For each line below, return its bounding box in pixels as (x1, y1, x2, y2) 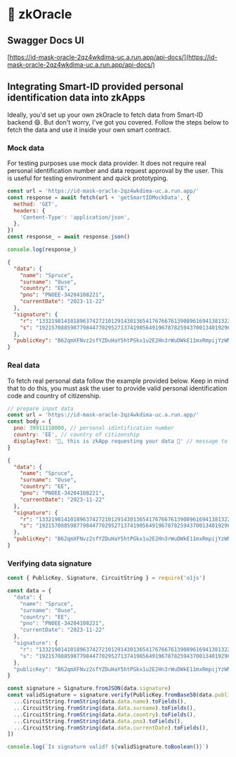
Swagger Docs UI (7, 34, 84, 46)
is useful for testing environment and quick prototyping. (7, 174, 169, 182)
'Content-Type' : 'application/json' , (20, 214, 131, 221)
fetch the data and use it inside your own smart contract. (7, 125, 171, 134)
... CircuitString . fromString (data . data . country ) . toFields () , (13, 711, 197, 718)
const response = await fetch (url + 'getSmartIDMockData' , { (7, 193, 190, 201)
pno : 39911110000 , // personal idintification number (13, 425, 174, 432)
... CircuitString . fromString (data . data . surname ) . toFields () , (13, 704, 197, 711)
